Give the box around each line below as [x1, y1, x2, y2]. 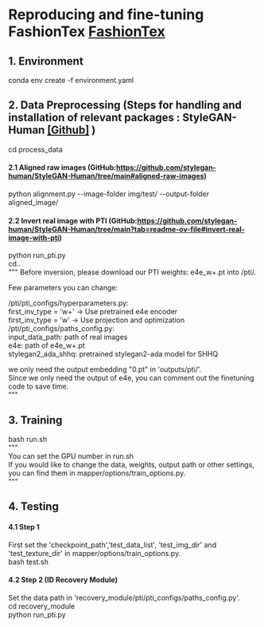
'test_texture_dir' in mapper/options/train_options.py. [8, 548, 181, 558]
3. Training [8, 413, 63, 427]
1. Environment [8, 54, 83, 68]
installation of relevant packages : [8, 111, 181, 124]
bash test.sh [8, 557, 49, 566]
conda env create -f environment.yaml [8, 76, 134, 85]
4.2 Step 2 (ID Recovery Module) [8, 575, 118, 585]
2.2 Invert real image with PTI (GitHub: [8, 215, 138, 225]
